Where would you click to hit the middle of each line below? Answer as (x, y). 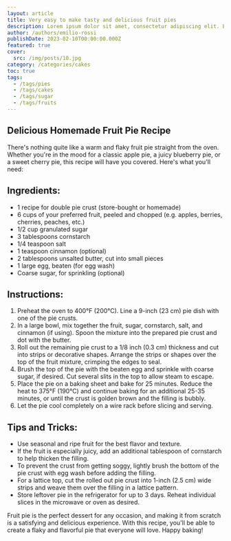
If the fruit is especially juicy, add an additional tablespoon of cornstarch (119, 451)
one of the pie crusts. (47, 318)
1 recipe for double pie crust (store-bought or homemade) (99, 207)
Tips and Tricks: (42, 427)
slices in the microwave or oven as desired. (78, 503)
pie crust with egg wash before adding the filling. (86, 473)
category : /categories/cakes (49, 65)
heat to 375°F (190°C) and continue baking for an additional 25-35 (111, 391)
